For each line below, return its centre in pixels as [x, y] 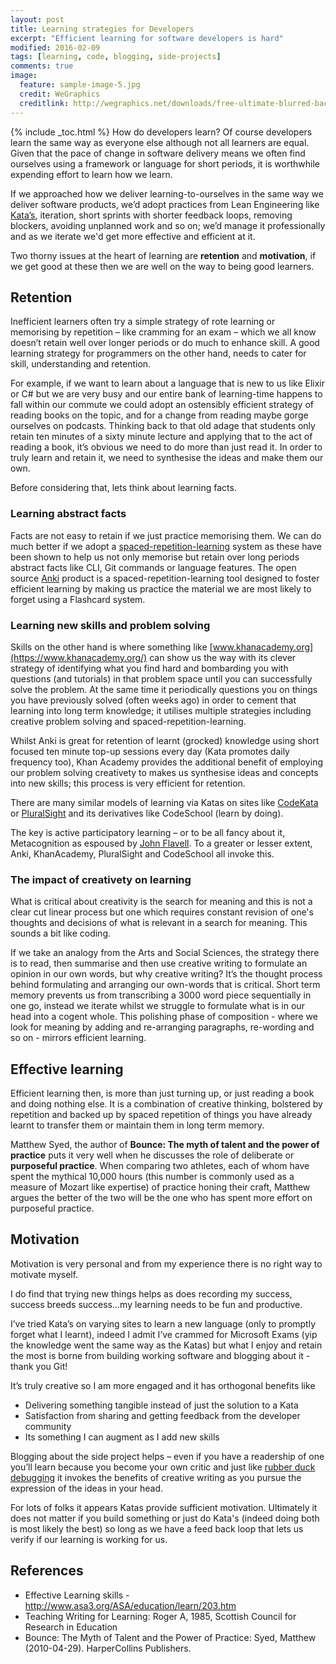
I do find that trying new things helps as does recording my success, [151, 1293]
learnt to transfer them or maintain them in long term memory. [137, 1125]
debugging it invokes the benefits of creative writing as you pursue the [156, 1477]
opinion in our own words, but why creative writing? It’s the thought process [166, 974]
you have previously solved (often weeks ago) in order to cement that [153, 700]
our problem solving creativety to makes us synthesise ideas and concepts [164, 772]
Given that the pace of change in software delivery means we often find [158, 153]
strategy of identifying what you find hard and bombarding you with [149, 668]
